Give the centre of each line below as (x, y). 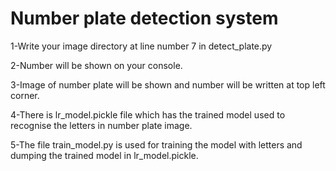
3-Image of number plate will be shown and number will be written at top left (168, 84)
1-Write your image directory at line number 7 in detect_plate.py (141, 46)
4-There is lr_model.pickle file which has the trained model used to (148, 114)
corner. (25, 95)
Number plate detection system (144, 18)
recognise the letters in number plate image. (101, 125)
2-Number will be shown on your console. (96, 65)
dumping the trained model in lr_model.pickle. (104, 155)
